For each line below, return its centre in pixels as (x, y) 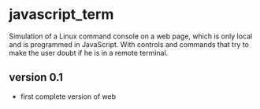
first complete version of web (68, 96)
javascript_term (61, 15)
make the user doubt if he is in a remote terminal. (89, 53)
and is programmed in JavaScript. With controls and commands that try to (129, 44)
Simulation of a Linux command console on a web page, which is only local (131, 36)
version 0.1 (36, 77)
